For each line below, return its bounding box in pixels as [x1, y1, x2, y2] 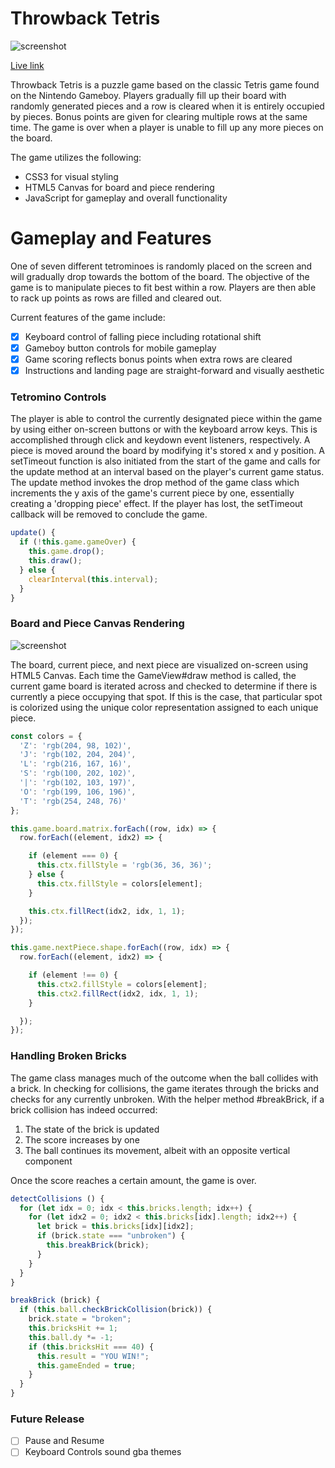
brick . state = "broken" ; [28, 1314, 132, 1324]
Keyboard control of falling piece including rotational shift [24, 330, 262, 342]
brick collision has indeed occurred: [10, 1103, 158, 1116]
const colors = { [10, 731, 83, 741]
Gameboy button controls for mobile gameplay [24, 342, 217, 354]
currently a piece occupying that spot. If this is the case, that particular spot [10, 690, 323, 702]
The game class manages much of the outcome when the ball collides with [10, 1072, 319, 1084]
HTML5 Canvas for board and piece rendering [24, 181, 215, 193]
